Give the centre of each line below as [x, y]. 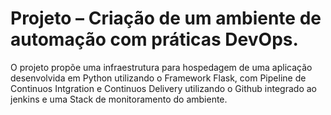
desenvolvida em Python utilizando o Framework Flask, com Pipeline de [158, 78]
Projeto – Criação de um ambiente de [166, 18]
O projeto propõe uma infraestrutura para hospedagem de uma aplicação [161, 67]
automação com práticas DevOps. [154, 39]
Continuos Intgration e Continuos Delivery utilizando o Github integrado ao [163, 88]
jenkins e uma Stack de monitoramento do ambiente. [119, 99]
